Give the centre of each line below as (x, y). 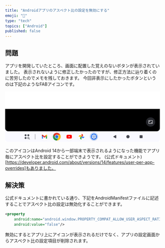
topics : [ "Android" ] (26, 26)
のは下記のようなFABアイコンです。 (41, 84)
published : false (23, 31)
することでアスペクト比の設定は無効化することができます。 (65, 204)
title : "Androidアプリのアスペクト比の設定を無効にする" (57, 10)
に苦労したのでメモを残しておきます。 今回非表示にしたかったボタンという (81, 78)
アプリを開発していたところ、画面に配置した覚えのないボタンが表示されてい (82, 65)
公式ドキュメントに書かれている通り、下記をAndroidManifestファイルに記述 (82, 198)
